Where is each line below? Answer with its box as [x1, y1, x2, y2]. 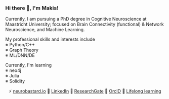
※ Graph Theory [5, 47, 39, 53]
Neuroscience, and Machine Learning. [5, 27, 85, 33]
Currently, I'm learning [5, 62, 52, 68]
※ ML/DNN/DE [5, 52, 35, 58]
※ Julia [5, 73, 19, 79]
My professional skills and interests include [5, 36, 95, 42]
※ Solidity [5, 78, 25, 84]
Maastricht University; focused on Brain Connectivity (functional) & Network [5, 21, 164, 27]
